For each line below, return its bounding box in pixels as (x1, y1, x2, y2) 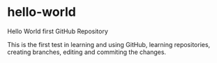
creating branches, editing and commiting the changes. (7, 48, 166, 56)
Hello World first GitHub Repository (7, 27, 108, 35)
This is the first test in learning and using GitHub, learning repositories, (7, 40, 211, 48)
